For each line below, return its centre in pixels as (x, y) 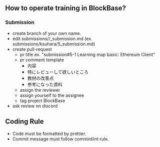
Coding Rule (24, 122)
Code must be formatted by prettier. (49, 134)
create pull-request (32, 49)
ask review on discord (35, 106)
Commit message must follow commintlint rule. (61, 139)
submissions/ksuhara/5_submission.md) (54, 44)
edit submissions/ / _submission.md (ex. (52, 38)
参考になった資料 (45, 84)
